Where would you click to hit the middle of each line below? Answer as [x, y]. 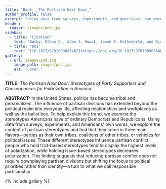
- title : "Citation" [31, 38]
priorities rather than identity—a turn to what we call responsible [71, 166]
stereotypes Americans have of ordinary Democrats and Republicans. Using [83, 119]
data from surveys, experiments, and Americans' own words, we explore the [83, 124]
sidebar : [14, 33]
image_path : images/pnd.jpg [43, 65]
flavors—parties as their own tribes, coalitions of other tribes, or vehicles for [83, 135]
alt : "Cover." [28, 70]
